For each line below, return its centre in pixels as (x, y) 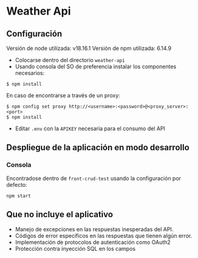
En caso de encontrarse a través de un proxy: (63, 95)
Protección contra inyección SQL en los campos (75, 248)
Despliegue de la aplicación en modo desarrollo (98, 148)
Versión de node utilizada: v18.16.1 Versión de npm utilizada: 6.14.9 (89, 48)
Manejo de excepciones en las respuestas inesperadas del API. (94, 229)
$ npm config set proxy (36, 106)
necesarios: (30, 73)
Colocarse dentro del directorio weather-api (70, 60)
